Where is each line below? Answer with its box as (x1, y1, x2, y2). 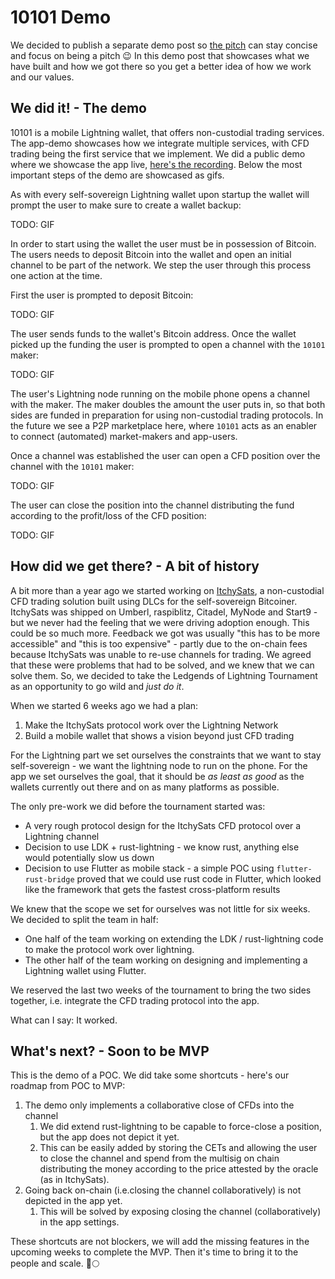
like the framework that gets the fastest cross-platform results (24, 883, 281, 895)
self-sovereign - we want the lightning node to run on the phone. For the (10, 759, 308, 771)
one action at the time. (10, 269, 103, 281)
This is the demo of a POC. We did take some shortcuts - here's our (10, 1069, 290, 1081)
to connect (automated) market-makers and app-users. (10, 430, 238, 442)
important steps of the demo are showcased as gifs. (10, 169, 225, 181)
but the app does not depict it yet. (39, 1131, 180, 1143)
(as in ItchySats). (39, 1174, 110, 1186)
